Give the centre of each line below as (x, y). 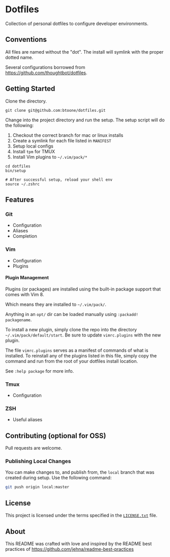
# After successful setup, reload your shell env (59, 180)
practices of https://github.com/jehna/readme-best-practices (69, 549)
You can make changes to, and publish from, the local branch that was (80, 472)
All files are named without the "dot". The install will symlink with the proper (84, 52)
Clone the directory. (26, 101)
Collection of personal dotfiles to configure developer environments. (77, 23)
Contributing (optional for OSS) (56, 436)
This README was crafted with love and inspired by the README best (78, 543)
